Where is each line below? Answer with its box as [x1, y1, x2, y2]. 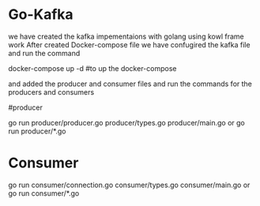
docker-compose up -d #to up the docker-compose [8, 63, 177, 73]
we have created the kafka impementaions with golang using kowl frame [8, 32, 244, 41]
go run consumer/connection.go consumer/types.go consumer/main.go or [8, 180, 251, 189]
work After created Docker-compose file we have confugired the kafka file [8, 39, 251, 49]
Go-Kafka [8, 6, 73, 24]
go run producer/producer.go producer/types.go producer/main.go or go [8, 118, 245, 127]
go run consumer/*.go [8, 188, 80, 198]
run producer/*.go [8, 126, 66, 136]
